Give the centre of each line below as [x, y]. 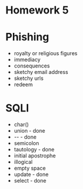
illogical [23, 162]
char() [21, 124]
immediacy [27, 60]
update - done [31, 174]
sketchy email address [41, 72]
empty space [30, 168]
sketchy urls [29, 78]
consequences [32, 66]
